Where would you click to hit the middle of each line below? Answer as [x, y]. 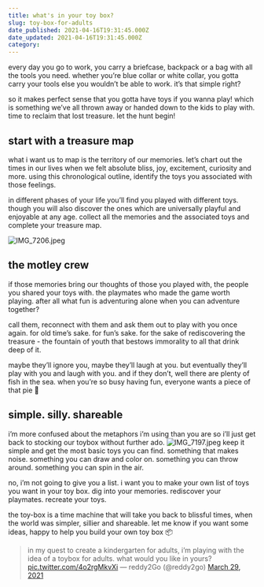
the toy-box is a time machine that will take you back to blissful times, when [130, 515]
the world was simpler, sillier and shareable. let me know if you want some [128, 523]
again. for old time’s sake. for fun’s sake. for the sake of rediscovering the [127, 333]
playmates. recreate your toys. [57, 499]
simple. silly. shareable [66, 415]
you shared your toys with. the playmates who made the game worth [119, 292]
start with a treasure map [71, 141]
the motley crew [48, 265]
